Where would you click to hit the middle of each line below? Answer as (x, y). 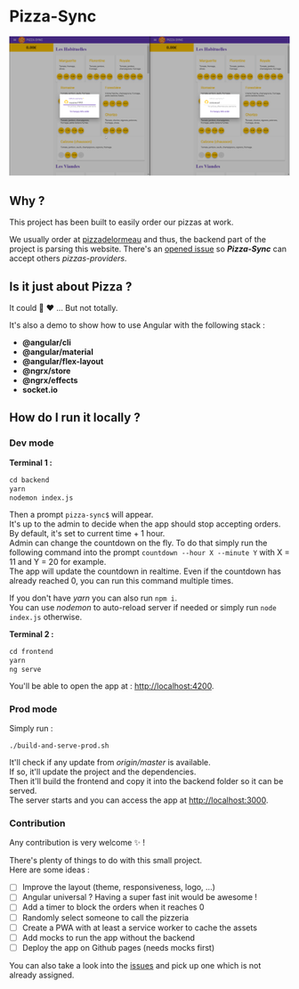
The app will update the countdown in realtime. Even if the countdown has (145, 571)
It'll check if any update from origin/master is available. (110, 763)
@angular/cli (46, 343)
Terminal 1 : (31, 462)
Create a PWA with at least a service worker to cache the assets (140, 928)
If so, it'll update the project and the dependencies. (103, 772)
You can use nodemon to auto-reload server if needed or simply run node (143, 607)
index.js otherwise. (46, 617)
